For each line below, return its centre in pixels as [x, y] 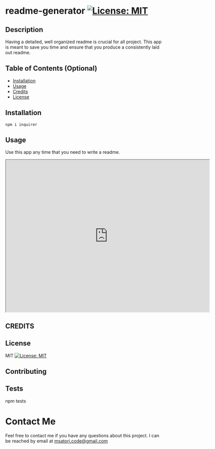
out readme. [18, 53]
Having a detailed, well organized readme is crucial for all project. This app [83, 42]
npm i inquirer [21, 124]
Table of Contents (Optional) [51, 68]
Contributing [26, 372]
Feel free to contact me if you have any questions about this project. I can [82, 435]
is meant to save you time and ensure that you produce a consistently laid [82, 47]
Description [24, 30]
